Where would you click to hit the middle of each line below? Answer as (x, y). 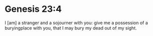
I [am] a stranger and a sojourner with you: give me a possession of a (76, 23)
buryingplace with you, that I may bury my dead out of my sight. (71, 28)
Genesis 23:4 (33, 9)
